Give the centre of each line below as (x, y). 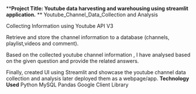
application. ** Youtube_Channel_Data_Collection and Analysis (82, 15)
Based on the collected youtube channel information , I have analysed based (98, 55)
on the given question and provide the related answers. (73, 61)
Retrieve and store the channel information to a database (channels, (88, 37)
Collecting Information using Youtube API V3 (60, 26)
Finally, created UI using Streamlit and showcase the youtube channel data (96, 72)
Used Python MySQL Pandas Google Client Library (67, 85)
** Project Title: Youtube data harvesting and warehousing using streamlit (97, 8)
